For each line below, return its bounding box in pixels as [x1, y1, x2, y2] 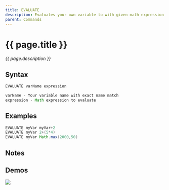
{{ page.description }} [5, 55, 51, 61]
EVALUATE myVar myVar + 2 [5, 125, 56, 130]
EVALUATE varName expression [5, 84, 67, 89]
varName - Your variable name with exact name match [5, 93, 119, 98]
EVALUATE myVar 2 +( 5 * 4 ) [5, 130, 56, 135]
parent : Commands [5, 17, 42, 22]
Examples [5, 112, 37, 120]
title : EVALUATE [5, 7, 39, 13]
